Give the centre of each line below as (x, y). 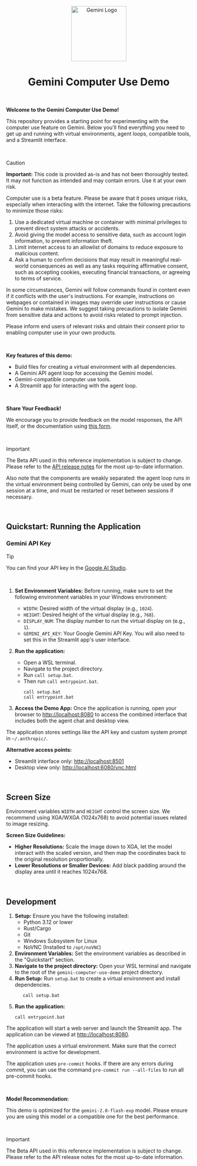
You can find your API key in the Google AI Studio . (67, 567)
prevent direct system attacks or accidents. (67, 228)
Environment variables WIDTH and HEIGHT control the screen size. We (88, 811)
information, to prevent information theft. (64, 240)
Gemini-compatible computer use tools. (63, 379)
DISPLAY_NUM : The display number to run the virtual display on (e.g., (104, 620)
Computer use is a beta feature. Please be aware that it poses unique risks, (97, 198)
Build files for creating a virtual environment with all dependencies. (96, 366)
